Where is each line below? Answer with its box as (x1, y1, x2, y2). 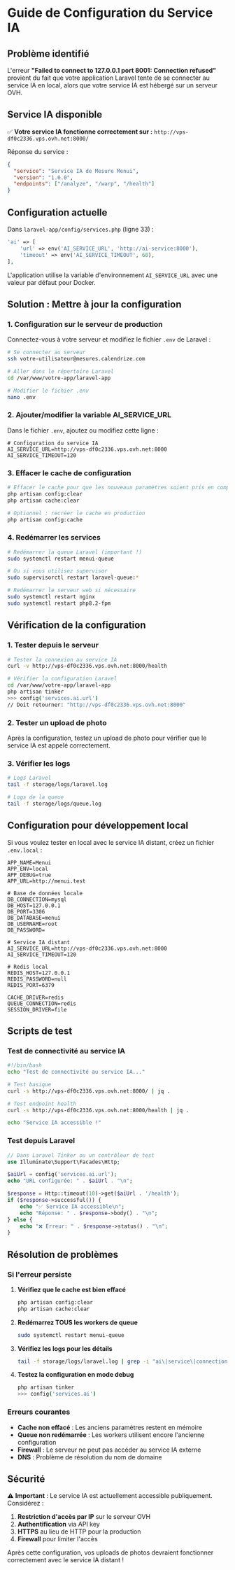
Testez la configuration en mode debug (17, 1371, 134, 1379)
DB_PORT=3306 (7, 908, 45, 915)
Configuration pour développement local (7, 820, 189, 832)
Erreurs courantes (7, 1407, 71, 1417)
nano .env (7, 393, 36, 400)
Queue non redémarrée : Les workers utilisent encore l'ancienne (17, 1430, 205, 1439)
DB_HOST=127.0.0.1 (7, 902, 61, 909)
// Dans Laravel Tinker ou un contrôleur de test (7, 1151, 155, 1159)
